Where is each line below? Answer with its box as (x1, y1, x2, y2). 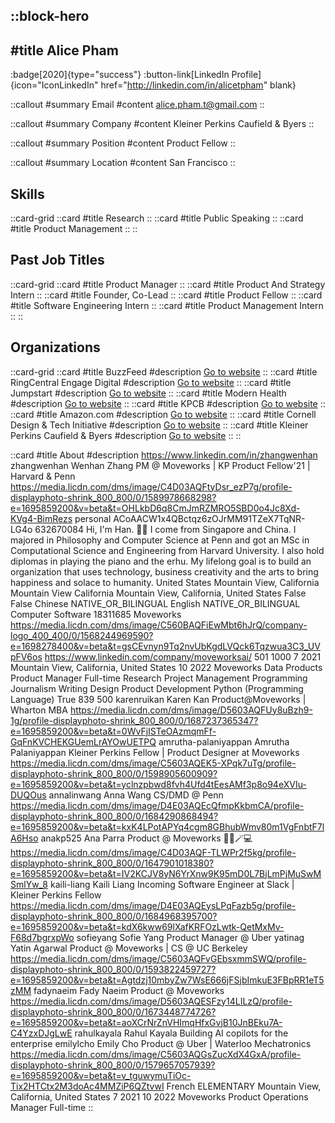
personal (74, 512, 112, 524)
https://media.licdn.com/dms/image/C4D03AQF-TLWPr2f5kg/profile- (10, 846, 297, 858)
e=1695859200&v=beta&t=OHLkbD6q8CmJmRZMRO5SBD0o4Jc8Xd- (10, 502, 301, 514)
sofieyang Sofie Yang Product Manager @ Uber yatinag (76, 931, 305, 943)
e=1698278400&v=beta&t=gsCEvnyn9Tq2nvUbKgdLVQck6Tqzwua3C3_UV (10, 640, 321, 652)
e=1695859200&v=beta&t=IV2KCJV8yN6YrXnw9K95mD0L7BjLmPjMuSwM (10, 867, 322, 879)
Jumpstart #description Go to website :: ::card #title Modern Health (10, 387, 287, 399)
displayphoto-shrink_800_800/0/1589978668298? (10, 491, 217, 503)
